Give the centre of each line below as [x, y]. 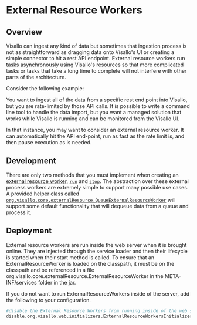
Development [31, 161]
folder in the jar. [57, 282]
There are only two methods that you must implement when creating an [92, 175]
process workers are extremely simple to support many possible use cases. [97, 187]
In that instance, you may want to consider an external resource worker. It [95, 130]
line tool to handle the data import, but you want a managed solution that [94, 112]
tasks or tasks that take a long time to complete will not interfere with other [96, 71]
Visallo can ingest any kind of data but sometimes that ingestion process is [96, 46]
